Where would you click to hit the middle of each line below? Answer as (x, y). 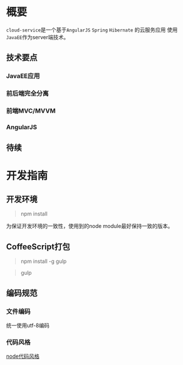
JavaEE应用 (23, 76)
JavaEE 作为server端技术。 (38, 37)
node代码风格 (23, 356)
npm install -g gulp (44, 261)
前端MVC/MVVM (31, 111)
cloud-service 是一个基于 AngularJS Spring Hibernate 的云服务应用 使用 (92, 30)
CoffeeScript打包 (38, 247)
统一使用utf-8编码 (28, 325)
